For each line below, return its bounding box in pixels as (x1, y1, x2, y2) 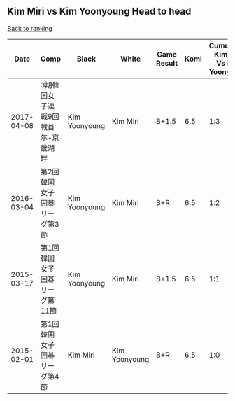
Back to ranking (7, 24, 52, 32)
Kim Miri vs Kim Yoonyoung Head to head (7, 6, 192, 17)
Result (156, 58, 178, 68)
